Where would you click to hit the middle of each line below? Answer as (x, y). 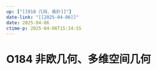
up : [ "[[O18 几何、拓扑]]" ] (39, 12)
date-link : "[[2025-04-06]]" (43, 17)
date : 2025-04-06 (28, 23)
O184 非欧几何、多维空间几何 (78, 59)
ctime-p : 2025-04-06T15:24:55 (44, 28)
